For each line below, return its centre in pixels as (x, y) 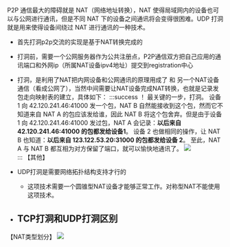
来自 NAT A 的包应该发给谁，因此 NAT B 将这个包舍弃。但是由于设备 (126, 114)
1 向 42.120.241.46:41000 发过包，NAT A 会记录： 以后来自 (99, 123)
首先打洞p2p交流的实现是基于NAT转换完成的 (80, 42)
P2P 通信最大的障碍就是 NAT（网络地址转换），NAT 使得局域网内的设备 (107, 10)
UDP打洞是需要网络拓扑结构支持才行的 (72, 172)
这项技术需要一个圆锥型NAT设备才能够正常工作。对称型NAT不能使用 (124, 186)
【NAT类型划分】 (32, 237)
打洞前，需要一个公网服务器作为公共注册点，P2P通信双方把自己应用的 (116, 56)
